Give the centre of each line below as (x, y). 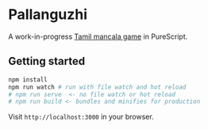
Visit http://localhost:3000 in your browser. (81, 117)
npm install (28, 80)
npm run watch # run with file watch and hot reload (97, 87)
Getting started (47, 61)
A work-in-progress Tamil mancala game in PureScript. (98, 36)
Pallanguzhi (48, 15)
